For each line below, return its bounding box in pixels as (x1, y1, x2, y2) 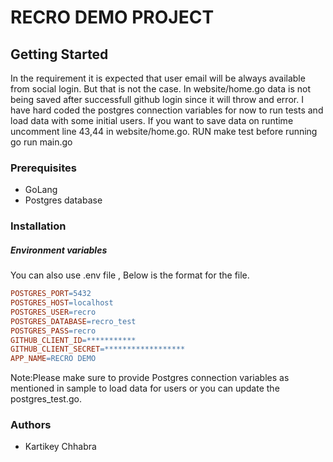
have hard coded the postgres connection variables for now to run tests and (10, 104, 324, 116)
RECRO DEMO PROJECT (10, 6, 215, 29)
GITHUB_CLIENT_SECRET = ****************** (10, 344, 186, 355)
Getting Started (10, 46, 109, 63)
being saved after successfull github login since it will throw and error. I (10, 94, 304, 105)
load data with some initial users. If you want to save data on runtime (10, 115, 294, 126)
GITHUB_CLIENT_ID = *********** (10, 335, 137, 345)
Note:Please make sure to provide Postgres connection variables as (10, 372, 290, 384)
